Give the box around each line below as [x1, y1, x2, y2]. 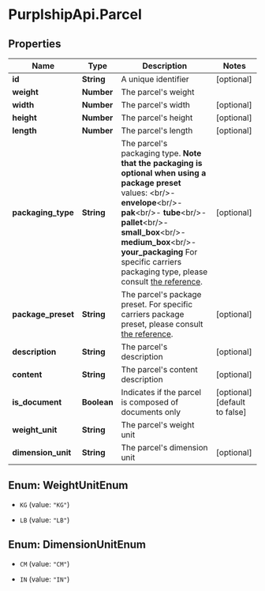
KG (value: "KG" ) [19, 499, 70, 509]
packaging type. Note [121, 148, 202, 159]
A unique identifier [121, 73, 189, 85]
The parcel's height [121, 112, 193, 123]
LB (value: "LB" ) [19, 515, 70, 525]
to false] [215, 407, 247, 417]
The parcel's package [121, 289, 202, 299]
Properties [8, 37, 62, 51]
